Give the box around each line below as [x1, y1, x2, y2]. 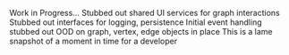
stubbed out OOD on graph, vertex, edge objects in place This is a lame [9, 27, 273, 36]
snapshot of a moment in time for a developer [9, 35, 177, 46]
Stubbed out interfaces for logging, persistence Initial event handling [9, 17, 262, 27]
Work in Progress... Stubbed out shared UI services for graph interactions [9, 8, 280, 18]
